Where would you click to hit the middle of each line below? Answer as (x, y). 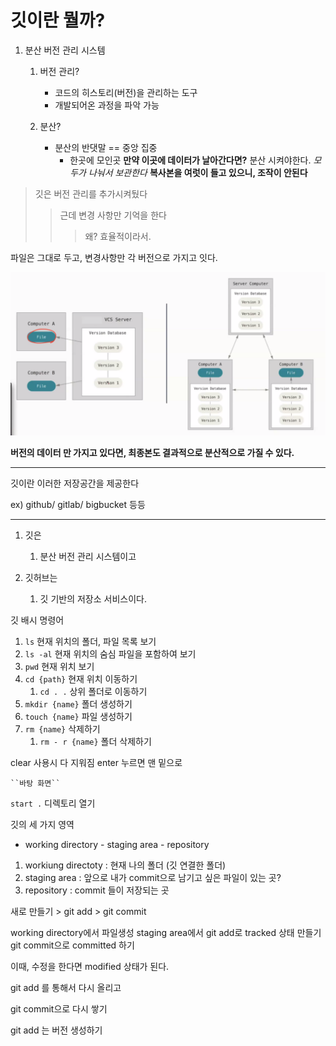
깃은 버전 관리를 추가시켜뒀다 (91, 193)
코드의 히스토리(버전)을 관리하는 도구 (126, 92)
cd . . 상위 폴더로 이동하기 (93, 691)
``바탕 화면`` (35, 783)
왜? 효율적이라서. (118, 236)
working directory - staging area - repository (117, 844)
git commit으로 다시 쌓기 (59, 1008)
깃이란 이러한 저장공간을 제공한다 (75, 483)
